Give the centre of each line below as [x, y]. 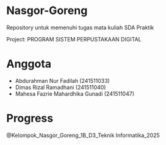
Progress [30, 118]
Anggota [29, 64]
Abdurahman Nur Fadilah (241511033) [62, 80]
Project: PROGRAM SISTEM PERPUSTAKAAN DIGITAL [74, 39]
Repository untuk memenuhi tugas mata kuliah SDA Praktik [80, 27]
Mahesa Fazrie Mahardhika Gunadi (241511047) [75, 94]
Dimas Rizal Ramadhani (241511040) [60, 87]
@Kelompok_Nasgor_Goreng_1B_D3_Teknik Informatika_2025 [83, 135]
